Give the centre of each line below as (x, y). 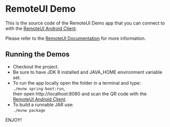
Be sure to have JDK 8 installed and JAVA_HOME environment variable (88, 72)
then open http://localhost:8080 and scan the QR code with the (80, 94)
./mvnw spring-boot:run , (39, 88)
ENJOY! (14, 120)
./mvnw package (29, 110)
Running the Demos (37, 54)
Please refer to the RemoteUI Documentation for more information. (76, 38)
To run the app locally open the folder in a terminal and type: (77, 83)
